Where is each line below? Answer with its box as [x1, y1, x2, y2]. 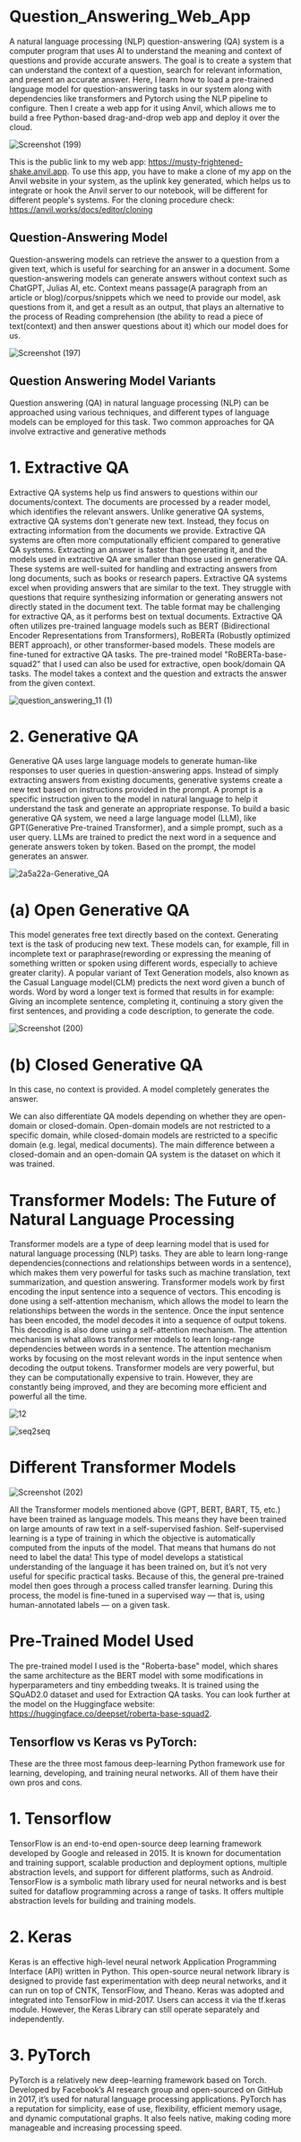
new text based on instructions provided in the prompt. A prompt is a [9, 785, 263, 795]
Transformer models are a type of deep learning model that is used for [9, 1239, 270, 1250]
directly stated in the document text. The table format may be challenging [9, 601, 280, 611]
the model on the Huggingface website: [9, 1699, 155, 1710]
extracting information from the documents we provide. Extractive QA [9, 525, 266, 535]
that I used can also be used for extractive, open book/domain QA [42, 658, 286, 669]
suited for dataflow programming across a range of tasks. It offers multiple [9, 1886, 284, 1896]
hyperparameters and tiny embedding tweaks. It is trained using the [9, 1679, 260, 1691]
